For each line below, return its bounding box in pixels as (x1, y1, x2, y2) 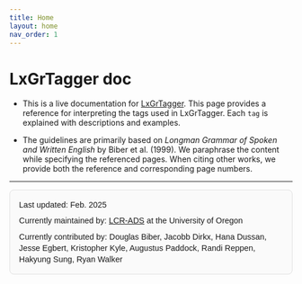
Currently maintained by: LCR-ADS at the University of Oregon (19, 216, 244, 226)
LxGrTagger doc (9, 68, 132, 89)
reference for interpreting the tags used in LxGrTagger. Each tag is (22, 108, 269, 119)
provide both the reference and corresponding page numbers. (22, 164, 253, 174)
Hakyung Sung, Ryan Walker (19, 253, 123, 264)
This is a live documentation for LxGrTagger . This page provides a (22, 98, 267, 109)
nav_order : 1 (9, 30, 58, 39)
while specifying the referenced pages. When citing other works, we (22, 154, 276, 164)
